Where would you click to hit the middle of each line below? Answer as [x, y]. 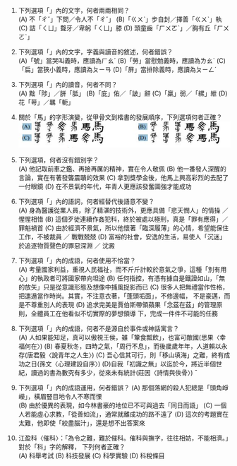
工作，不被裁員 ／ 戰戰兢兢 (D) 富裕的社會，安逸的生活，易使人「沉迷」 [122, 237]
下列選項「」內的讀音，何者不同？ [68, 84]
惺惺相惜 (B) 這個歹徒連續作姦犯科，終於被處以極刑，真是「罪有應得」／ [123, 219]
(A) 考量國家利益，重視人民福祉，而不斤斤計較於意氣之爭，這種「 [113, 270]
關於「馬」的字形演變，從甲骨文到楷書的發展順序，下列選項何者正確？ [120, 117]
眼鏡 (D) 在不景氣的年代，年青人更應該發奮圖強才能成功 [111, 186]
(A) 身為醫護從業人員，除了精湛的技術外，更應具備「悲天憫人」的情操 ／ [123, 210]
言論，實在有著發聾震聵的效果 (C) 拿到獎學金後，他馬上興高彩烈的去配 [120, 178]
